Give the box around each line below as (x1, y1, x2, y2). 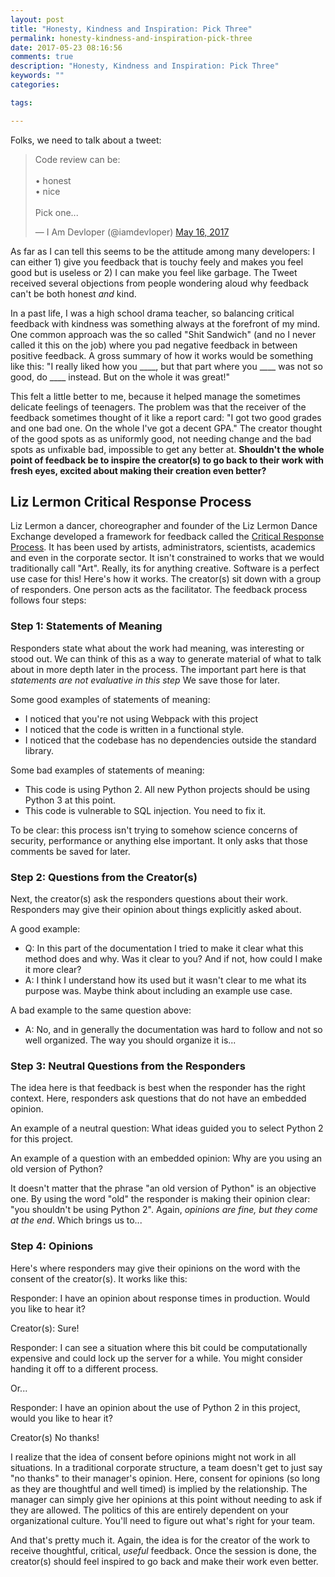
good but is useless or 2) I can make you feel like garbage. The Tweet (10, 266, 298, 278)
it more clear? (24, 964, 82, 976)
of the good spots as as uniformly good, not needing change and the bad (10, 432, 312, 445)
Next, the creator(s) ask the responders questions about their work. (10, 893, 289, 905)
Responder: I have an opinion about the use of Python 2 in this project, (10, 1401, 301, 1413)
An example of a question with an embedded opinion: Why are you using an (10, 1152, 323, 1165)
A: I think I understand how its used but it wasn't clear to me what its (24, 974, 307, 986)
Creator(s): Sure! (10, 1322, 80, 1334)
